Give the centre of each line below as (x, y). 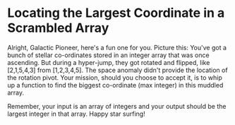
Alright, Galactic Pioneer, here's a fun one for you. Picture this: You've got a (117, 47)
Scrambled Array (58, 28)
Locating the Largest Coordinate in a (116, 13)
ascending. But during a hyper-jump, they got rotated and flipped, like (109, 62)
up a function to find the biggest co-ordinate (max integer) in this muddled (115, 85)
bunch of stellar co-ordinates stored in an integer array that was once (108, 55)
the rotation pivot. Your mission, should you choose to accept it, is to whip (115, 77)
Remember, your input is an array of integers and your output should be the (117, 106)
